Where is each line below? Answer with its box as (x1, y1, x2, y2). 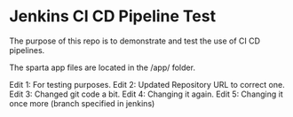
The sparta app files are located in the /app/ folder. (9, 62, 195, 73)
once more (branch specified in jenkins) (9, 97, 155, 108)
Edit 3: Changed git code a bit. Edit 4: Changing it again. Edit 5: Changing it (9, 89, 284, 99)
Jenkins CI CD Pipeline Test (9, 6, 216, 27)
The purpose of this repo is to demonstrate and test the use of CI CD (9, 35, 260, 46)
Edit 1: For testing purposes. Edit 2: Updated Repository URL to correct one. (9, 79, 286, 90)
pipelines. (9, 44, 45, 55)
